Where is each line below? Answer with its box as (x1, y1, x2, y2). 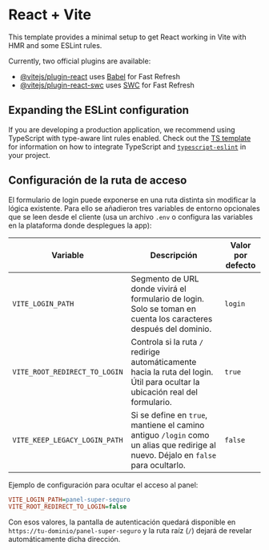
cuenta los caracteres (130, 313, 213, 324)
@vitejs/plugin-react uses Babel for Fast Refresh (19, 71, 181, 81)
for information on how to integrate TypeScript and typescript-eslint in (8, 142, 247, 152)
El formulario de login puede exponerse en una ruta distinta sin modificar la (8, 195, 256, 204)
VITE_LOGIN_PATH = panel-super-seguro (8, 495, 130, 503)
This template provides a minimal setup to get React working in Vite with (8, 32, 247, 42)
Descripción (150, 249, 198, 261)
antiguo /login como (130, 429, 210, 440)
